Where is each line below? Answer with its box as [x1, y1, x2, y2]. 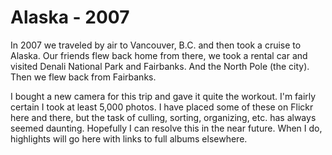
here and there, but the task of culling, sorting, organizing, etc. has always [10, 111, 317, 123]
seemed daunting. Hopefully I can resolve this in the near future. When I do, [10, 122, 323, 134]
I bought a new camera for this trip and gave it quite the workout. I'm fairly [10, 90, 317, 102]
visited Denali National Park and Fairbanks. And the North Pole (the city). [10, 60, 310, 72]
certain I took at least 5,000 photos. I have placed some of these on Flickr [10, 101, 314, 113]
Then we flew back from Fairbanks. [10, 71, 157, 83]
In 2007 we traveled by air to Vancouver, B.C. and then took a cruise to [10, 39, 302, 51]
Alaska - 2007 [10, 6, 130, 29]
